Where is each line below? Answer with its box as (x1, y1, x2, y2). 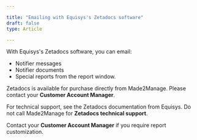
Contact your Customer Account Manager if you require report (6, 122, 166, 129)
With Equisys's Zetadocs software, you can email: (6, 48, 132, 55)
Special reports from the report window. (15, 73, 116, 80)
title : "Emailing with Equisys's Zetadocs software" (6, 14, 144, 20)
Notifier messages (15, 60, 62, 68)
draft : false (6, 20, 40, 26)
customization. (6, 128, 44, 136)
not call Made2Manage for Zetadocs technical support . (6, 110, 148, 117)
